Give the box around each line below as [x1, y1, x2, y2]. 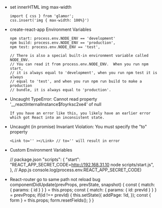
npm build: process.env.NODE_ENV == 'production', [9, 40, 116, 45]
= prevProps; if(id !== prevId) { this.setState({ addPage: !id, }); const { [9, 192, 151, 198]
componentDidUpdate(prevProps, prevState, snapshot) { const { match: [9, 182, 156, 187]
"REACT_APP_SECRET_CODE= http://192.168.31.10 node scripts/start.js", [9, 162, 154, 167]
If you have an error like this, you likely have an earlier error [9, 111, 151, 116]
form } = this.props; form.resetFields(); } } [9, 197, 94, 203]
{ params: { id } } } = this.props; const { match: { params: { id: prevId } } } [9, 187, 157, 193]
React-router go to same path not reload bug [9, 177, 101, 182]
